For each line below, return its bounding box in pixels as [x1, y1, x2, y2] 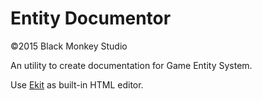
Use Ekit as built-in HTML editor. [10, 78, 144, 91]
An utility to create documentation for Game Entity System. [10, 59, 253, 71]
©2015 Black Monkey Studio [10, 40, 128, 52]
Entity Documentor [10, 7, 172, 30]
